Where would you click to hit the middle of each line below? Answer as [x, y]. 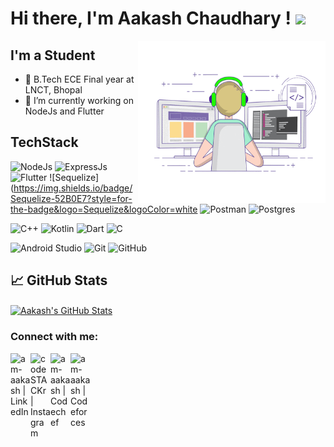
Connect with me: [54, 337]
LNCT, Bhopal [53, 90]
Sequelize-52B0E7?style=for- [71, 198]
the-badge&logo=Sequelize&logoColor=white [104, 209]
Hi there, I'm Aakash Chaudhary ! [151, 18]
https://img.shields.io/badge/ [73, 188]
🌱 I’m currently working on [79, 100]
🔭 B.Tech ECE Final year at [79, 79]
